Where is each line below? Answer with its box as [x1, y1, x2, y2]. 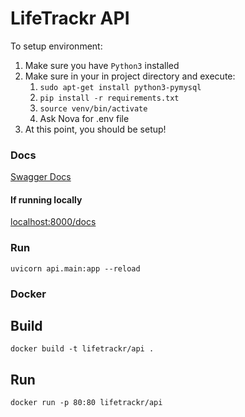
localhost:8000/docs [10, 216, 97, 228]
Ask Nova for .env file [39, 112, 130, 124]
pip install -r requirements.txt [39, 93, 180, 103]
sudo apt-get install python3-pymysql [39, 82, 202, 92]
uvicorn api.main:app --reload [10, 263, 141, 274]
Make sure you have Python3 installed [24, 59, 180, 71]
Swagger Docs [10, 171, 72, 183]
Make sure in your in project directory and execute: [24, 70, 236, 82]
